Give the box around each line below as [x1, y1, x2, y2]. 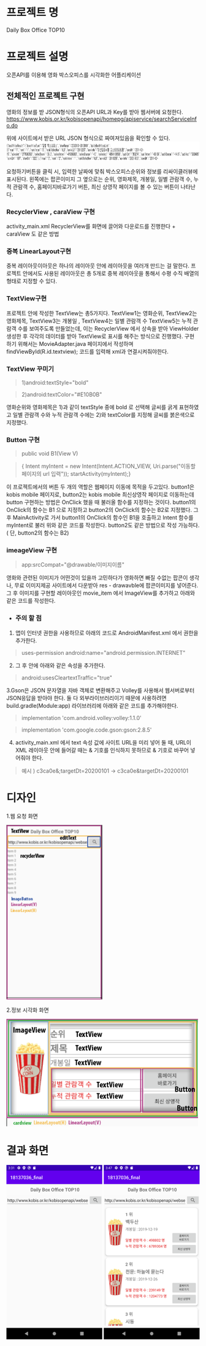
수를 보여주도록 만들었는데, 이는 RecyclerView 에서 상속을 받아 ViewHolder [17, 324, 199, 332]
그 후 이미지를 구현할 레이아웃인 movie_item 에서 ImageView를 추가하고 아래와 [6, 589, 195, 597]
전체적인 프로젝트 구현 [6, 91, 85, 101]
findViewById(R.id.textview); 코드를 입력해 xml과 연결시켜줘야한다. [6, 348, 169, 355]
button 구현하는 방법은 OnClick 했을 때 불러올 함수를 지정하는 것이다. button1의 [6, 499, 196, 506]
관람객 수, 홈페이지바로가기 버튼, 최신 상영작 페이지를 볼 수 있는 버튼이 [12, 183, 180, 190]
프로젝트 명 [6, 6, 59, 20]
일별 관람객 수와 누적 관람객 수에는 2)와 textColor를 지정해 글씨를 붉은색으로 [12, 411, 195, 418]
